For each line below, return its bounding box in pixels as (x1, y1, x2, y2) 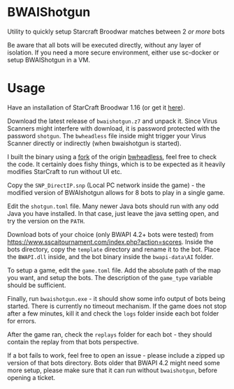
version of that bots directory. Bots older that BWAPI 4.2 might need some (7, 358, 220, 367)
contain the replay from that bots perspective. (7, 337, 140, 346)
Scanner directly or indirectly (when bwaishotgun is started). (7, 139, 182, 147)
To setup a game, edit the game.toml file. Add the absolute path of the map (7, 266, 221, 274)
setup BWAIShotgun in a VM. (7, 55, 91, 64)
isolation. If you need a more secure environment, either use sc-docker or (7, 48, 219, 57)
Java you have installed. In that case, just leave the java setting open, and (7, 209, 219, 217)
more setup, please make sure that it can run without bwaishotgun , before (7, 366, 218, 374)
